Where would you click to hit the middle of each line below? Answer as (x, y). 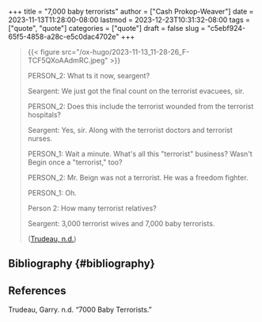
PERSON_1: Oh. (52, 193)
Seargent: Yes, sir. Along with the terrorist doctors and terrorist (130, 130)
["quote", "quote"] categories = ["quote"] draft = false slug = (107, 28)
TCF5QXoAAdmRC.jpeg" (68, 60)
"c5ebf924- (226, 28)
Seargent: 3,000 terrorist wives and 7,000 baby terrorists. (121, 224)
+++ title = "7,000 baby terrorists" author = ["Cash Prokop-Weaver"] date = (131, 11)
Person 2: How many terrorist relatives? (92, 208)
